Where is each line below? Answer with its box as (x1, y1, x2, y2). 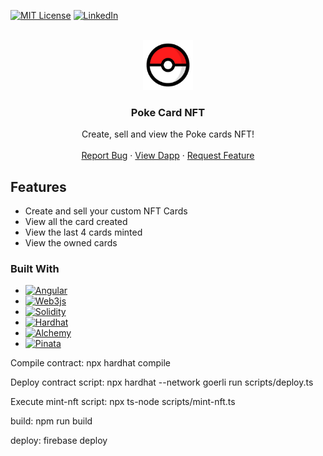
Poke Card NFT (130, 105, 206, 119)
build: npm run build (10, 415, 93, 427)
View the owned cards (24, 237, 118, 249)
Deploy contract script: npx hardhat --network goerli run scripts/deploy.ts (10, 376, 314, 389)
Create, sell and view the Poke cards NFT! (81, 128, 255, 140)
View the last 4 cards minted (24, 226, 143, 239)
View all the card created (24, 216, 128, 228)
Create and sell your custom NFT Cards (24, 205, 188, 217)
